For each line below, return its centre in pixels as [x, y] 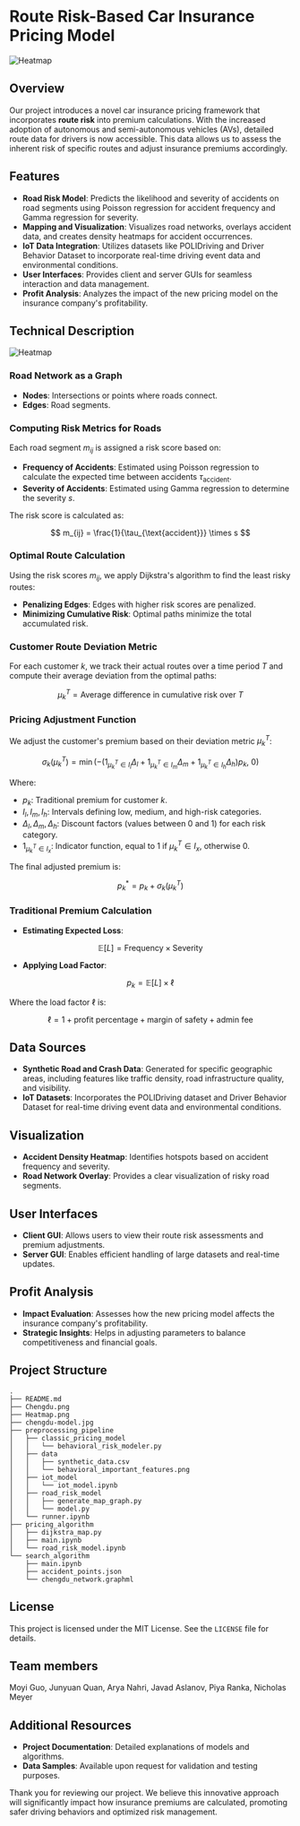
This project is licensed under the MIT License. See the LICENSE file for [139, 1628]
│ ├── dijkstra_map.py [56, 1532]
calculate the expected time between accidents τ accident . [127, 477]
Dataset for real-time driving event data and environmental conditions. [152, 1107]
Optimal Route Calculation [67, 556]
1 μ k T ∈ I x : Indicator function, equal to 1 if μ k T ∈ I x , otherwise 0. [136, 847]
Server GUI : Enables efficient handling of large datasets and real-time [151, 1255]
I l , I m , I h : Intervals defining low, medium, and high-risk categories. [142, 813]
